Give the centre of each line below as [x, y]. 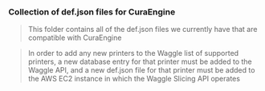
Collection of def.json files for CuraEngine [92, 12]
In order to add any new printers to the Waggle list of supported [133, 53]
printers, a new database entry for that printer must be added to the [140, 61]
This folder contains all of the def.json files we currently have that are [143, 30]
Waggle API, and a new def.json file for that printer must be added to [141, 70]
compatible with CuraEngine [75, 38]
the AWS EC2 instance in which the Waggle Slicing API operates [134, 79]
